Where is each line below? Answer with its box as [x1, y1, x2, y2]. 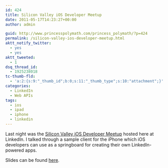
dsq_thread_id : [5, 65, 38, 70]
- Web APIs [10, 93, 33, 98]
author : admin [5, 22, 36, 27]
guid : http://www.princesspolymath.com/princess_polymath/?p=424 [5, 31, 148, 36]
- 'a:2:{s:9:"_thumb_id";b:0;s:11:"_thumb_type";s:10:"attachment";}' [10, 79, 164, 84]
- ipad [10, 107, 24, 113]
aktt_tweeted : [5, 55, 36, 60]
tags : [5, 98, 17, 103]
